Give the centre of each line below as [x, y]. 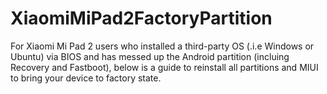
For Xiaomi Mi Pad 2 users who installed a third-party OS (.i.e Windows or [162, 46]
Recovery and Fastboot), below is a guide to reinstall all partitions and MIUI [164, 67]
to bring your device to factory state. [86, 78]
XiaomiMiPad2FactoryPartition [141, 18]
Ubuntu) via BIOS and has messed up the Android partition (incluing [150, 56]
